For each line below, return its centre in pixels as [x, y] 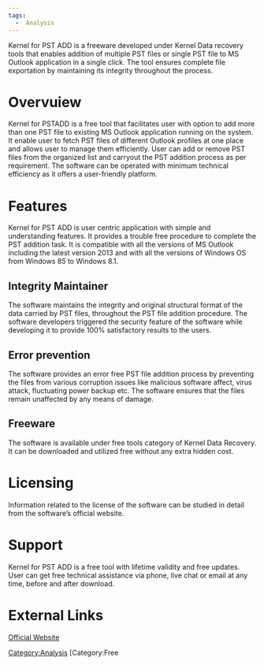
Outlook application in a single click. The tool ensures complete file [117, 62]
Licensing [41, 483]
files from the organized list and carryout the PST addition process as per [127, 158]
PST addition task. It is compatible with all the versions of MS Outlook [121, 244]
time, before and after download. [61, 583]
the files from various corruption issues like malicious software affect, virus [130, 382]
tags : [17, 15]
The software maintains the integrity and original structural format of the [125, 305]
